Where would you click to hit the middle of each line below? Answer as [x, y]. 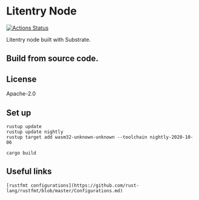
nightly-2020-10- [171, 137]
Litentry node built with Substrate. [48, 39]
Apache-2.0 [21, 94]
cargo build [21, 153]
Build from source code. [52, 59]
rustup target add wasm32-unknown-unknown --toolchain [77, 137]
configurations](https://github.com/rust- [85, 185]
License [21, 79]
